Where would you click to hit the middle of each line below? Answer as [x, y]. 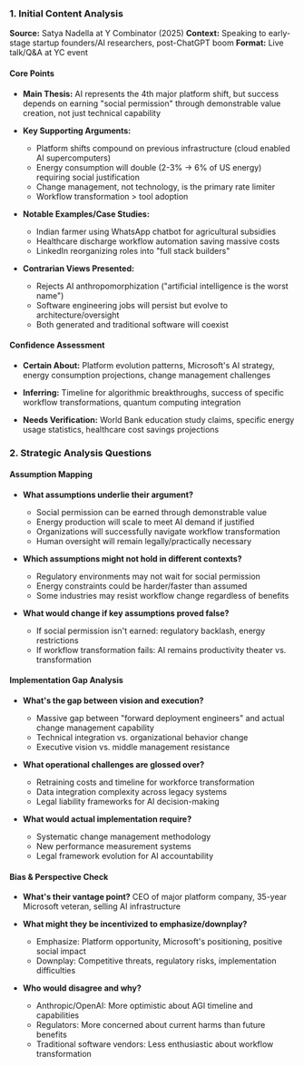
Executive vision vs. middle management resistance [133, 748]
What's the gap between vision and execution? [113, 700]
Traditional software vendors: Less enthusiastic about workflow [155, 1044]
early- [279, 34]
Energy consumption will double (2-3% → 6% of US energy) [149, 167]
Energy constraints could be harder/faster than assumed [142, 586]
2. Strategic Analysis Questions [81, 453]
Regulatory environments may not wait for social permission [148, 576]
